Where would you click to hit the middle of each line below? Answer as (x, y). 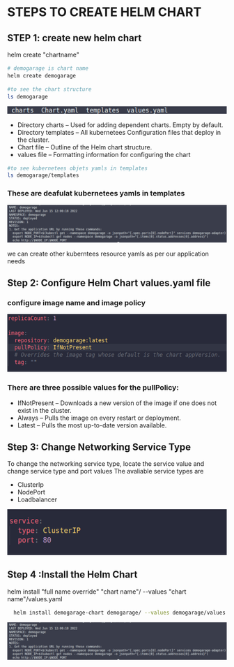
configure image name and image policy (77, 303)
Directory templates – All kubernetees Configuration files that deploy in (119, 132)
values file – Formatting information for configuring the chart (104, 154)
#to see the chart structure (49, 89)
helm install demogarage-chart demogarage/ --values (92, 613)
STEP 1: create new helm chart (75, 38)
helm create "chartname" (44, 54)
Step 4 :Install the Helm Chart (72, 574)
